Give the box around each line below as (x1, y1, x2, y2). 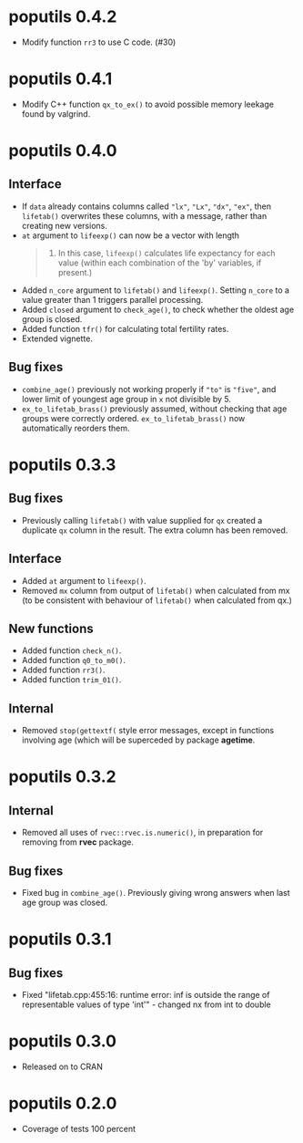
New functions (8, 620, 95, 636)
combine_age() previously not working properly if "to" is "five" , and (21, 383, 277, 394)
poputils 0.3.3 (8, 454, 116, 475)
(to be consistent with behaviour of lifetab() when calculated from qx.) (21, 595, 293, 606)
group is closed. (21, 313, 83, 325)
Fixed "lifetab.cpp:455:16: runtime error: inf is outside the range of (21, 989, 270, 1000)
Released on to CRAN (21, 1061, 104, 1072)
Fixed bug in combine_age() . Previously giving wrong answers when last (21, 887, 290, 898)
